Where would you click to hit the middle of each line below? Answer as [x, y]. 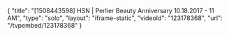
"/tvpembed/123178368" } [45, 25]
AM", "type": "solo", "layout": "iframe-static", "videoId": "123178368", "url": [115, 18]
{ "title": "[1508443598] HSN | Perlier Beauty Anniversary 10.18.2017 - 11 [111, 11]
